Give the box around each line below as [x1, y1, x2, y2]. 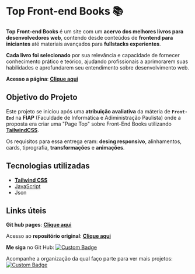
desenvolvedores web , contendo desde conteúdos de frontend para [6, 34, 173, 41]
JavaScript [14, 182, 41, 190]
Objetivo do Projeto [6, 92, 78, 102]
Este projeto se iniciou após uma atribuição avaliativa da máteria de [6, 107, 170, 115]
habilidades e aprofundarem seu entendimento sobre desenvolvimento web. [6, 64, 190, 71]
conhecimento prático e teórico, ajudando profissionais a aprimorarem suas [6, 58, 189, 65]
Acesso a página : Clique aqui [6, 75, 78, 82]
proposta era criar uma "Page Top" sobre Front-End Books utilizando [6, 120, 172, 127]
